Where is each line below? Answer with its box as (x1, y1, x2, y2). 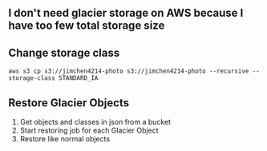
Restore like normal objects (19, 134, 111, 144)
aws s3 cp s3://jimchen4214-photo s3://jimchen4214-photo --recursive (8, 67, 249, 75)
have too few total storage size (8, 19, 165, 33)
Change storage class (8, 46, 120, 59)
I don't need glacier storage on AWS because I (8, 6, 244, 20)
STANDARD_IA (59, 74, 99, 82)
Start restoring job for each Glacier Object (19, 125, 159, 135)
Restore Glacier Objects (8, 96, 130, 109)
